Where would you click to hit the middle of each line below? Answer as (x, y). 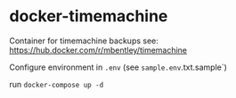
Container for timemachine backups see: (84, 41)
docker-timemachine (89, 16)
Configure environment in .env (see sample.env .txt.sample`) (118, 67)
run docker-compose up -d (57, 84)
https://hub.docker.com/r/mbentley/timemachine (98, 49)
